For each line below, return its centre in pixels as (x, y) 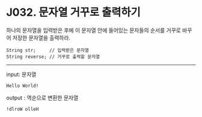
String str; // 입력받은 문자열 (47, 50)
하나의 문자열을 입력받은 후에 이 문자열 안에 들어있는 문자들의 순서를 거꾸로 (94, 30)
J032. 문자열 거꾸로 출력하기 (73, 12)
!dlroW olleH (23, 109)
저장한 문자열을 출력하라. (41, 37)
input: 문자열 (21, 74)
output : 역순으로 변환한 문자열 (42, 98)
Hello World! (23, 86)
